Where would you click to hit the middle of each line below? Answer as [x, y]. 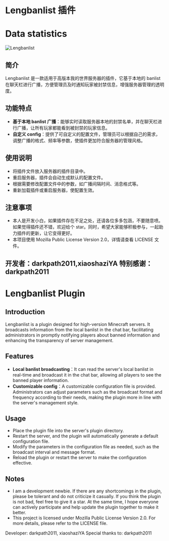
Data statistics [36, 34]
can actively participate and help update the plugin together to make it [86, 507]
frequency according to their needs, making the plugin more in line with [87, 397]
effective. [22, 463]
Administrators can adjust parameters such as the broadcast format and [87, 392]
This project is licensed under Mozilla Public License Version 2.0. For [84, 518]
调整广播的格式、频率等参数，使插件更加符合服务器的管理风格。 [79, 140]
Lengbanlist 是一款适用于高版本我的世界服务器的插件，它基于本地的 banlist [83, 78]
